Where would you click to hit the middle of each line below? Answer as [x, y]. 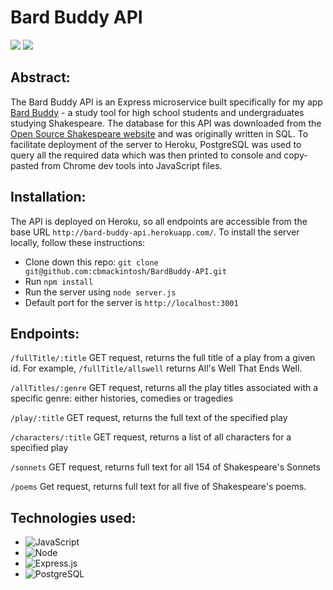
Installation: [48, 197]
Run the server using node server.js [100, 292]
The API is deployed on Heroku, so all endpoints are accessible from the [159, 221]
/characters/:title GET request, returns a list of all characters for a [151, 437]
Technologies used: [73, 517]
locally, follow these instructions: [78, 242]
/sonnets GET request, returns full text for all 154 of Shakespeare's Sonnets [165, 467]
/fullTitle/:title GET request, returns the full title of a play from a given [163, 358]
